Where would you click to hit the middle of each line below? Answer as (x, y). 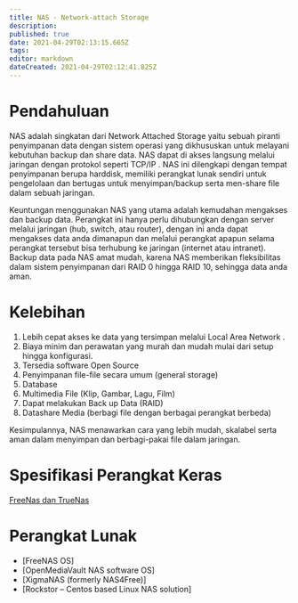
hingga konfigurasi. (57, 355)
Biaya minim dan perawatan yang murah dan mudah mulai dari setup (148, 346)
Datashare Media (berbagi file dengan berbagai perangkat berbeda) (146, 412)
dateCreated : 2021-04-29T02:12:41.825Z (83, 68)
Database (40, 384)
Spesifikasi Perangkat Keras (116, 475)
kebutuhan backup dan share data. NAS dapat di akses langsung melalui (142, 155)
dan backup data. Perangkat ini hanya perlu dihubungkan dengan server (142, 219)
